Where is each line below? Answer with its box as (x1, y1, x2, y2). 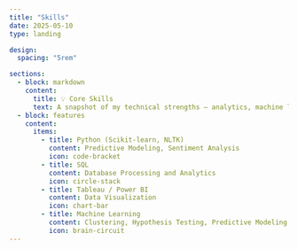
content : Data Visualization (48, 193, 157, 202)
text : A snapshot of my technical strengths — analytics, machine (32, 103, 284, 112)
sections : (9, 70, 46, 79)
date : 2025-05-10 (9, 21, 74, 30)
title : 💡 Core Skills (32, 94, 114, 103)
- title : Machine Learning (41, 210, 141, 219)
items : (32, 128, 58, 136)
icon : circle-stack (48, 176, 122, 186)
